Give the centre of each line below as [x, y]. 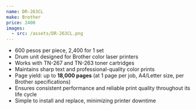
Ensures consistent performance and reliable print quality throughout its [102, 88]
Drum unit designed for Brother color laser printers [76, 57]
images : [16, 28]
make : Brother [24, 17]
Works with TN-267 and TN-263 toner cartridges [75, 63]
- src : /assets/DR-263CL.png [47, 34]
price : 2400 [21, 22]
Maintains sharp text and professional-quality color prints [85, 69]
